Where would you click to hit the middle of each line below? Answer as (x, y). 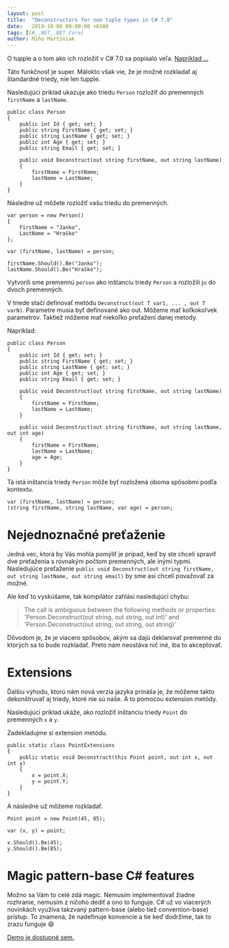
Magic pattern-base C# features (101, 876)
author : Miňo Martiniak (41, 39)
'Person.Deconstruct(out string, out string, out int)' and (101, 617)
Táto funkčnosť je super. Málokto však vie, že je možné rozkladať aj (102, 72)
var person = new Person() (46, 216)
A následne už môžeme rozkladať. (55, 806)
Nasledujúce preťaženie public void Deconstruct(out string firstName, (111, 569)
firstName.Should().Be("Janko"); (55, 264)
